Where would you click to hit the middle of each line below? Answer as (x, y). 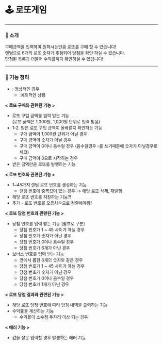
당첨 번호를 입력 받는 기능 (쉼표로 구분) (49, 223)
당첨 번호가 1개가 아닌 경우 (44, 284)
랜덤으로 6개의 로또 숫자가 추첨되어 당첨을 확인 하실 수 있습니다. (65, 53)
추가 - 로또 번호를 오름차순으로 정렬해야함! (52, 203)
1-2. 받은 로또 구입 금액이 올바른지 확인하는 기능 (57, 128)
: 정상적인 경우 (26, 89)
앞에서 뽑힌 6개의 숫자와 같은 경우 (51, 260)
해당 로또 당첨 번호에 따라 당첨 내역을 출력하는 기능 (60, 305)
